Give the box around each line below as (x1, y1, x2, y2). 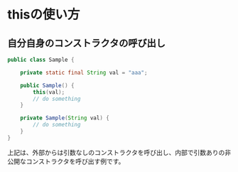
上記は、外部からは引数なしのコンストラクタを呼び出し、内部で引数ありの (7, 148, 225, 156)
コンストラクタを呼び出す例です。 (26, 157, 125, 166)
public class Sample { (7, 56, 75, 63)
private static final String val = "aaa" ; (20, 69, 148, 76)
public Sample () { (20, 82, 75, 89)
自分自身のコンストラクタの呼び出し (7, 37, 166, 49)
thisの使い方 (7, 6, 80, 23)
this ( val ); (33, 88, 65, 96)
